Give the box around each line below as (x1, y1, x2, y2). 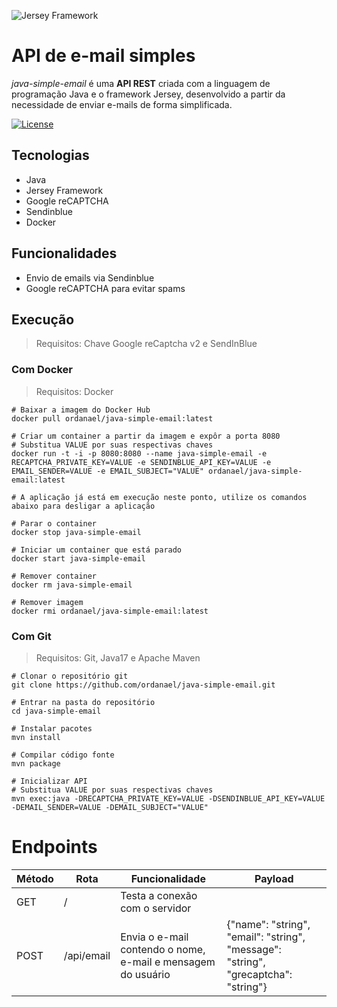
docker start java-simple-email (11, 553, 146, 564)
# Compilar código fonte (11, 750, 115, 760)
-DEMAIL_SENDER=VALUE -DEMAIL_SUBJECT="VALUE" (11, 802, 209, 812)
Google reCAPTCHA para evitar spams (25, 282, 186, 294)
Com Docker (11, 363, 73, 377)
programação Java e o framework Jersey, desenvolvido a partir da (11, 88, 286, 100)
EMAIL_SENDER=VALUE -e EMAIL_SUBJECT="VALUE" (11, 466, 204, 476)
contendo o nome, (120, 942, 206, 956)
